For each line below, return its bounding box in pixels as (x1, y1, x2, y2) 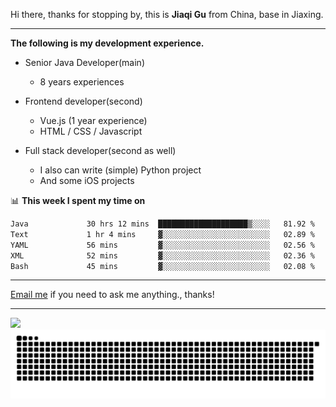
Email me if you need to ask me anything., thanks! (10, 289, 215, 301)
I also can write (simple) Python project (39, 164, 202, 176)
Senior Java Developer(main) (24, 57, 145, 68)
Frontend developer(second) (24, 95, 143, 107)
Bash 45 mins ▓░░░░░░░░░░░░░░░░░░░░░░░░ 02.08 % (10, 261, 315, 271)
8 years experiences (39, 76, 125, 88)
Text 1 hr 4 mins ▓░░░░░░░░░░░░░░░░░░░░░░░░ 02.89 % (10, 229, 315, 239)
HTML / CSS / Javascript (39, 125, 143, 137)
